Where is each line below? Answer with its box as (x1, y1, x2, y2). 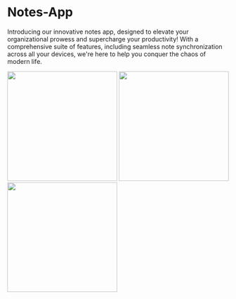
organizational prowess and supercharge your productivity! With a (7, 34, 199, 43)
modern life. (7, 57, 42, 65)
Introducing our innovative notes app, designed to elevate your (7, 27, 189, 36)
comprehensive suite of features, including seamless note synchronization (7, 42, 223, 51)
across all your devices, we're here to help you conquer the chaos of (7, 50, 206, 58)
